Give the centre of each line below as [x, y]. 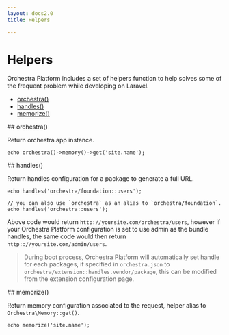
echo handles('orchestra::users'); [58, 210]
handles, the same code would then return [67, 236]
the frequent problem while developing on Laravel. [78, 86]
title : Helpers [29, 20]
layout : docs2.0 [30, 13]
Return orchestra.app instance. [51, 140]
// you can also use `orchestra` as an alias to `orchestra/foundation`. [114, 203]
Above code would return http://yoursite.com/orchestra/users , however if [114, 222]
